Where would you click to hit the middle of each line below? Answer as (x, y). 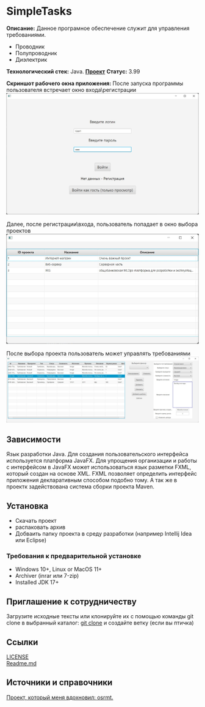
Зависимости (34, 439)
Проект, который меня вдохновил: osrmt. (60, 697)
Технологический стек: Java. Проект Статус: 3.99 (73, 71)
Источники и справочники (59, 683)
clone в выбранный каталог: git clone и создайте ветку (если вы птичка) (100, 623)
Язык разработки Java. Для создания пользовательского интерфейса (97, 454)
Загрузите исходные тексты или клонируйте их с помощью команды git (100, 616)
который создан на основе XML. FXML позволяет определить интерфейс (102, 474)
